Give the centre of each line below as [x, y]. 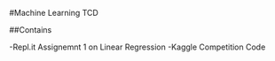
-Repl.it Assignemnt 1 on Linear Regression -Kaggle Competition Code [137, 47]
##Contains [31, 30]
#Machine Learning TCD [54, 13]
